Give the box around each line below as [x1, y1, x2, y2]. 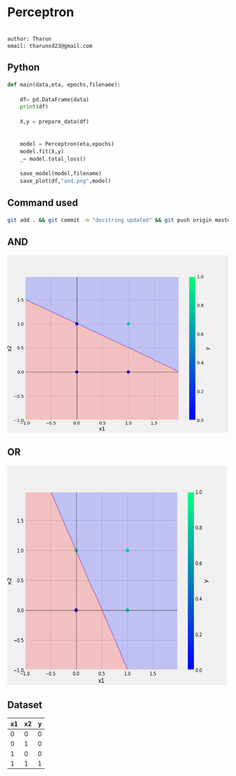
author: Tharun [7, 35, 52, 42]
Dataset [7, 699, 43, 711]
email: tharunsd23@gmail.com [7, 42, 93, 49]
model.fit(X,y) [20, 148, 65, 155]
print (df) [20, 103, 49, 110]
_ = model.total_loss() [20, 155, 86, 163]
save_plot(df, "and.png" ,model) [20, 177, 112, 185]
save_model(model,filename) [20, 170, 102, 177]
